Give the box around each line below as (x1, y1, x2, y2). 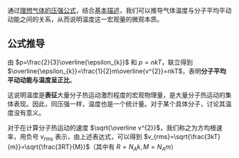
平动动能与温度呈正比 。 (7, 75, 76, 84)
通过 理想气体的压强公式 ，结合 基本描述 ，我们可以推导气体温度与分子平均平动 (7, 6, 232, 14)
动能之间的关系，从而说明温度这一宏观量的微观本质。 (7, 15, 164, 23)
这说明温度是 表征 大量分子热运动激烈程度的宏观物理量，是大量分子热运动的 (7, 91, 225, 99)
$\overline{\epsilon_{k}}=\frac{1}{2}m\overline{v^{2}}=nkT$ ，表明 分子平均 (7, 67, 226, 75)
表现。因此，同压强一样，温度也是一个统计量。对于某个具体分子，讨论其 (13, 99, 225, 108)
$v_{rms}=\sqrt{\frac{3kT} (143, 132, 221, 140)
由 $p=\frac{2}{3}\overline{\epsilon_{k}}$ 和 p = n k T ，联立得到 (7, 57, 193, 66)
